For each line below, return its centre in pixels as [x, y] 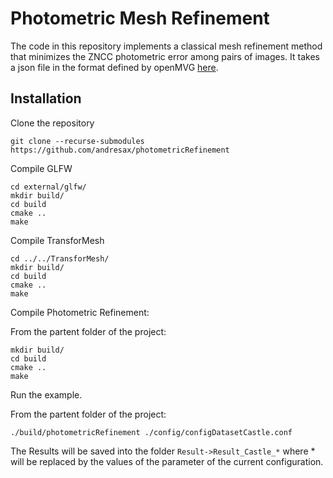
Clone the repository [52, 123]
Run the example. [46, 394]
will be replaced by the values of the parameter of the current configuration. [167, 461]
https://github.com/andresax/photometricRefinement [120, 150]
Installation [46, 98]
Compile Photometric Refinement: [80, 312]
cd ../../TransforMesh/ [60, 258]
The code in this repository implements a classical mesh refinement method [166, 46]
